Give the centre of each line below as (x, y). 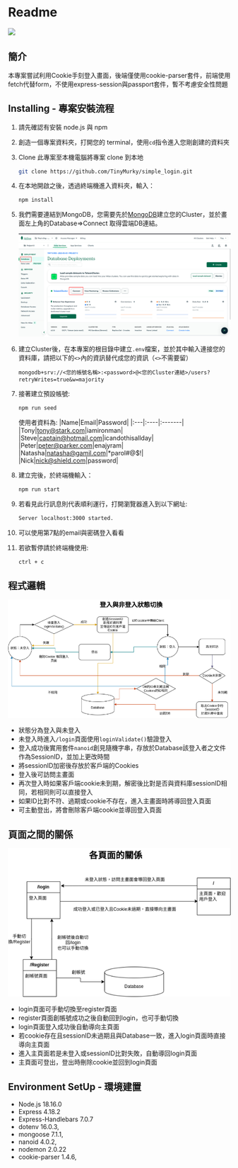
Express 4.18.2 (39, 1112)
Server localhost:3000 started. (66, 518)
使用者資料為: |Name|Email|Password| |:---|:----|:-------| (101, 423)
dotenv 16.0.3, (38, 1127)
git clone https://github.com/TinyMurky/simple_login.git (105, 171)
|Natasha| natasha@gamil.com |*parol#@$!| (81, 453)
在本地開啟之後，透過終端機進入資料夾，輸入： (86, 186)
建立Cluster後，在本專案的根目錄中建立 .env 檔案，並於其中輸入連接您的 (121, 349)
